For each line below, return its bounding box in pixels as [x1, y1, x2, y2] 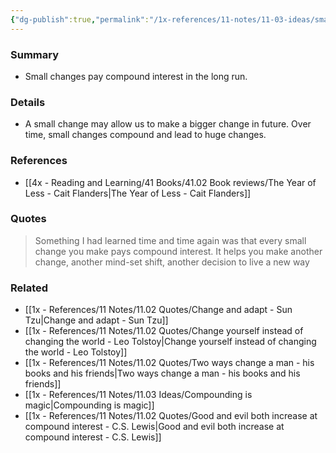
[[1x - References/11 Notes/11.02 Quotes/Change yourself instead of [24, 325, 304, 337]
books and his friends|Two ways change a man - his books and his [24, 367, 301, 380]
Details [10, 95, 46, 109]
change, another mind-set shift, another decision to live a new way [34, 256, 310, 268]
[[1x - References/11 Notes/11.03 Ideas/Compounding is [24, 389, 253, 401]
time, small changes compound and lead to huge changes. [24, 129, 267, 141]
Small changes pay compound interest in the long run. [24, 70, 248, 82]
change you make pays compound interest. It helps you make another [34, 245, 323, 257]
